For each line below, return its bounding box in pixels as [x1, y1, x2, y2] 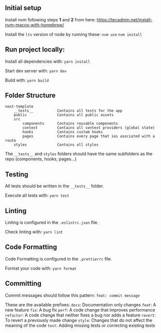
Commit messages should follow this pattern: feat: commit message [5, 292, 140, 298]
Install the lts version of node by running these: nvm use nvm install [5, 31, 143, 37]
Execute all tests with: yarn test [5, 193, 69, 198]
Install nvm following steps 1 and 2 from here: [5, 17, 96, 22]
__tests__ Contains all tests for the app [14, 108, 123, 113]
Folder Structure [5, 91, 56, 100]
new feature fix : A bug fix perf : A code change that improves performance [5, 307, 155, 313]
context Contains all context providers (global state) [22, 125, 155, 130]
